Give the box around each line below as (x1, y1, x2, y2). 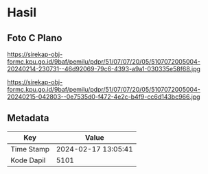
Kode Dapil (10, 156, 46, 165)
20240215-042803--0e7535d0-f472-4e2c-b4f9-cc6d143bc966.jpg (7, 92, 200, 101)
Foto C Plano (7, 32, 62, 44)
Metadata (7, 112, 49, 124)
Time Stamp (10, 144, 50, 153)
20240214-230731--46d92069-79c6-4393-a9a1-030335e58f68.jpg (7, 65, 201, 73)
